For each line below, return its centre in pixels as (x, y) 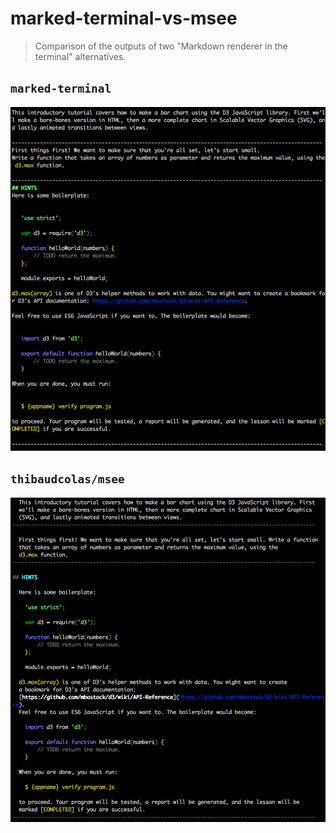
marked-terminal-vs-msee (124, 18)
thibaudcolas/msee (67, 479)
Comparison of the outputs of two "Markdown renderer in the (161, 46)
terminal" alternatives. (80, 56)
